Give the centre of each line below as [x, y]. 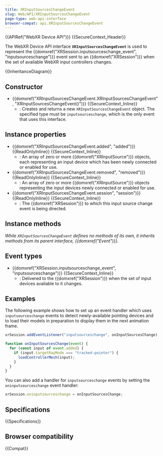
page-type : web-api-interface [36, 19]
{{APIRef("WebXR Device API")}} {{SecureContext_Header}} [65, 37]
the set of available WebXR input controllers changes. [59, 62]
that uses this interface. [43, 119]
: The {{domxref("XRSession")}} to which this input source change [86, 203]
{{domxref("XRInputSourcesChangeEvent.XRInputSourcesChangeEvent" [85, 99]
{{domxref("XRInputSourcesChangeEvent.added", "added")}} [74, 146]
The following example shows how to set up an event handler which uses [78, 311]
